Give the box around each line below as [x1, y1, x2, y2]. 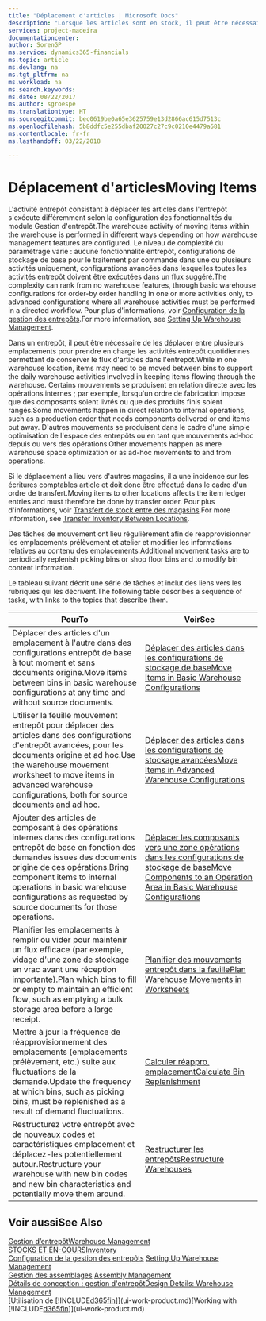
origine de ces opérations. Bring [12, 862, 129, 873]
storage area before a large [12, 1004, 113, 1015]
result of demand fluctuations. [12, 1106, 124, 1117]
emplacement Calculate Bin [145, 1066, 245, 1077]
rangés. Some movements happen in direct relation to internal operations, [8, 406, 247, 415]
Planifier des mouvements [145, 954, 242, 965]
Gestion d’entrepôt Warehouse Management [8, 1237, 150, 1246]
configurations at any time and [12, 687, 126, 698]
